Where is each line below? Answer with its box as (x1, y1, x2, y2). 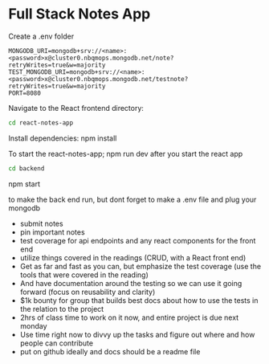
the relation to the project (19, 304, 104, 313)
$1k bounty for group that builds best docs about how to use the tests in (19, 295, 259, 305)
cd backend (8, 164, 45, 173)
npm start (8, 178, 41, 189)
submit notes (19, 219, 63, 228)
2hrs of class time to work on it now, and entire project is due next (19, 313, 239, 322)
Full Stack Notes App (8, 5, 151, 23)
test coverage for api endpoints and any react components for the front (19, 235, 256, 245)
